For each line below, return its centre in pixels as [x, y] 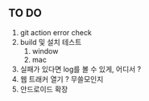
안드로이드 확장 [44, 89]
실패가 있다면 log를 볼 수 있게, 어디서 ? [81, 69]
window [45, 50]
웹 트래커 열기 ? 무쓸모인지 [62, 79]
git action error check [56, 32]
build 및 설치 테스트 [51, 42]
